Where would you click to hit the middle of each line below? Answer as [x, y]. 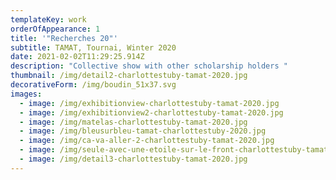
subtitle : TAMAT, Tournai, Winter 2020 [93, 47]
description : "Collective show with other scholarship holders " [149, 66]
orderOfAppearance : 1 [55, 29]
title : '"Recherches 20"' [64, 38]
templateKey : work [48, 19]
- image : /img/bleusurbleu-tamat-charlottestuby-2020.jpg [143, 131]
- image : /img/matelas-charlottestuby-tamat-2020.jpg [133, 122]
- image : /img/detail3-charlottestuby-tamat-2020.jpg [133, 159]
